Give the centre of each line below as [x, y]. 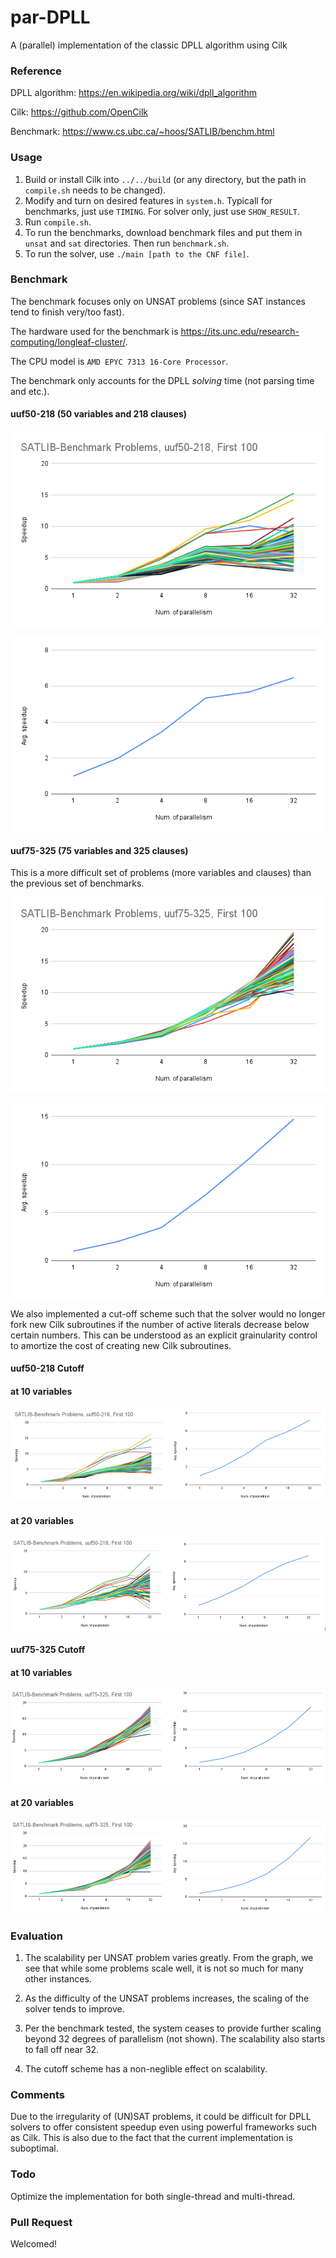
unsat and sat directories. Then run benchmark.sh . [127, 243]
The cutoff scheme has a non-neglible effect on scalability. [146, 2069]
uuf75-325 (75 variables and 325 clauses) [99, 850]
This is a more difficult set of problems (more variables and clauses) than [161, 873]
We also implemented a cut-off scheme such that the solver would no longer [168, 1313]
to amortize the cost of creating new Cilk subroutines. [121, 1345]
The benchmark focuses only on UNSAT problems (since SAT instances [158, 301]
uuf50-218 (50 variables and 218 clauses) [99, 414]
